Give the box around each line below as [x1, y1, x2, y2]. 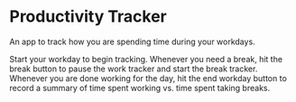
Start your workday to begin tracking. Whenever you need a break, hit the [9, 53, 282, 64]
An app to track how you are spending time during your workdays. [9, 36, 255, 47]
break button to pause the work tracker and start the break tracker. [9, 63, 258, 74]
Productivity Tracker [9, 6, 167, 27]
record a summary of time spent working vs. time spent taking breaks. [9, 82, 271, 93]
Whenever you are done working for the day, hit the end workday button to [9, 72, 287, 83]
